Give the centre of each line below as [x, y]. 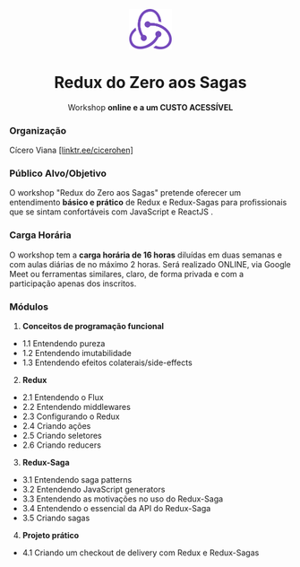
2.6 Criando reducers [61, 445]
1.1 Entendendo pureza [64, 343]
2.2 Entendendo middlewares [77, 406]
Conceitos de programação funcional [93, 326]
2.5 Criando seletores [62, 435]
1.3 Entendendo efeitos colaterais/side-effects [107, 362]
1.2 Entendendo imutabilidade [77, 353]
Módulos [29, 307]
